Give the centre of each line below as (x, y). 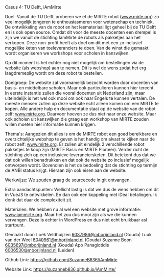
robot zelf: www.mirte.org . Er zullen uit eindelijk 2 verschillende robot (75, 144)
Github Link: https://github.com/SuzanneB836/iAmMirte (61, 260)
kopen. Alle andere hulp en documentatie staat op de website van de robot (80, 109)
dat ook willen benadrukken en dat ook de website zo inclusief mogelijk (77, 160)
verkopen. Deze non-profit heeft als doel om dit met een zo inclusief (74, 43)
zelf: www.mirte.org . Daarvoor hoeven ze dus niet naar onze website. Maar (81, 114)
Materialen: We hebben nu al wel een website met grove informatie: (73, 209)
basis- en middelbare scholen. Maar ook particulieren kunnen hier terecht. (80, 88)
